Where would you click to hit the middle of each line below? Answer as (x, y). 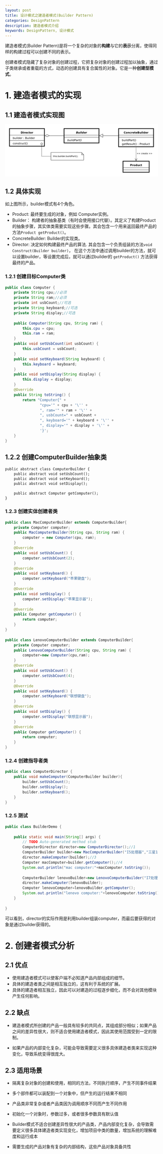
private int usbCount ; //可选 (42, 303)
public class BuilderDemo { (33, 827)
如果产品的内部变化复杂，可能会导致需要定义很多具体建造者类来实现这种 (84, 1048)
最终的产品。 (25, 263)
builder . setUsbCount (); (46, 782)
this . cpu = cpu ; (39, 328)
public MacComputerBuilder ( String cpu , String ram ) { (69, 533)
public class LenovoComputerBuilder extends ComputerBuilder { (69, 640)
